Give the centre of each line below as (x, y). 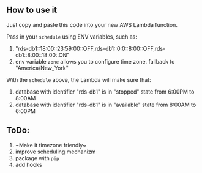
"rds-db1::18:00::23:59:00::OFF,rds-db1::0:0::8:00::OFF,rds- (90, 48)
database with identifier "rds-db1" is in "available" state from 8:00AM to (106, 105)
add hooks (28, 164)
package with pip (37, 158)
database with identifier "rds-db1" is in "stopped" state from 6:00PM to (105, 92)
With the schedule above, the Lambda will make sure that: (79, 79)
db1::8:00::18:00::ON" (42, 55)
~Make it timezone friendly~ (51, 145)
